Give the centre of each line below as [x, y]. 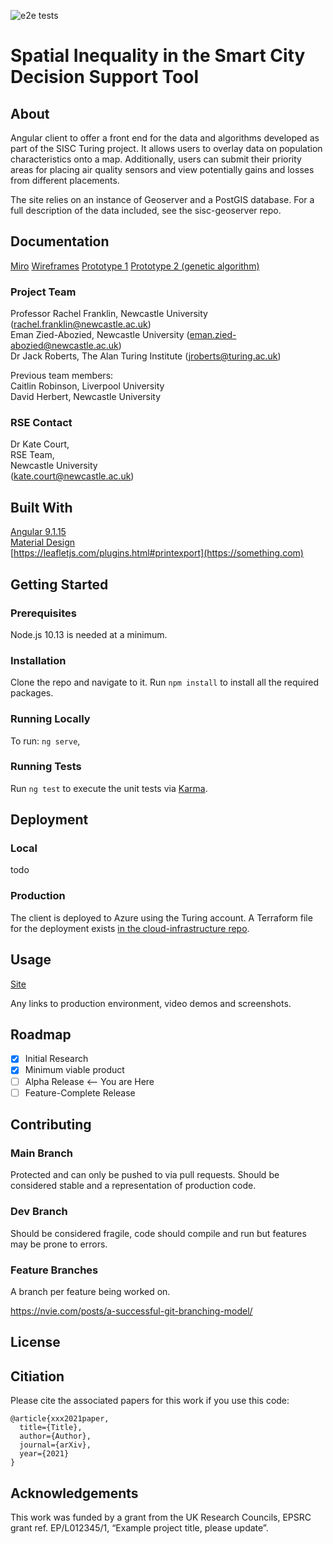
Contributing [51, 1125]
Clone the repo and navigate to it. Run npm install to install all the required [164, 682]
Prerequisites [43, 613]
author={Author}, [55, 1436]
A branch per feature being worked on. [90, 1291]
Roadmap [41, 1034]
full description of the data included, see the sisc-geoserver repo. [146, 210]
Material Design [43, 542]
